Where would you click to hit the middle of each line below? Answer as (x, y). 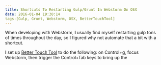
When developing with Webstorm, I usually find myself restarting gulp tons (80, 33)
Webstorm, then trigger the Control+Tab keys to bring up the (66, 58)
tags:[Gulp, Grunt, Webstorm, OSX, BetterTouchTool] (60, 19)
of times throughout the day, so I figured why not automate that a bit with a (81, 38)
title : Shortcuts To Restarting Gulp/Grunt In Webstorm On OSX (71, 10)
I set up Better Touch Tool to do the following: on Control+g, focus (72, 52)
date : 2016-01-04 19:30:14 (33, 14)
